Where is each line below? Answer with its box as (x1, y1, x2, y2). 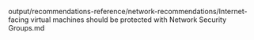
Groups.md (8, 24, 45, 32)
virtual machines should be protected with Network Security (30, 15, 227, 24)
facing (8, 15, 29, 24)
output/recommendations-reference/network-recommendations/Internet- (8, 7, 248, 16)
